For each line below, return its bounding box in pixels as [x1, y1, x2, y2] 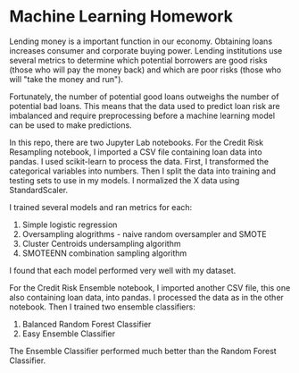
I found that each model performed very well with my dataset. [9, 265, 237, 276]
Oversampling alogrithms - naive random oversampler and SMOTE [21, 228, 267, 239]
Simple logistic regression [21, 219, 118, 230]
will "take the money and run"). [9, 73, 123, 84]
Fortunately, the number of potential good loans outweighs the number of [9, 91, 279, 102]
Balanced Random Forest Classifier [21, 318, 152, 329]
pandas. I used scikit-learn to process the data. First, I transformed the [9, 156, 270, 166]
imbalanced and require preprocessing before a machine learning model [9, 110, 275, 121]
